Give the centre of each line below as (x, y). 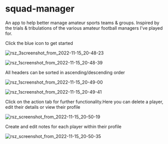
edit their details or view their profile (43, 107)
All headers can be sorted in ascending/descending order (65, 72)
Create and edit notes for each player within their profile (64, 126)
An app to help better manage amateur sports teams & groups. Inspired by (82, 23)
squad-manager (40, 9)
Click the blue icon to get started (39, 43)
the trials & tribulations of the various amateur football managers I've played (84, 28)
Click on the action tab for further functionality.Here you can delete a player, (84, 102)
